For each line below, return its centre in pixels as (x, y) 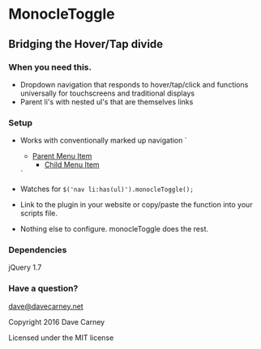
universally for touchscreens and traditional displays (107, 93)
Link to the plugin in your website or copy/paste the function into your (136, 205)
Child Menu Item (72, 165)
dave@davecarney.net (46, 306)
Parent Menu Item (62, 156)
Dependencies (38, 250)
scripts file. (39, 213)
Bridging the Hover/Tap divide (86, 44)
